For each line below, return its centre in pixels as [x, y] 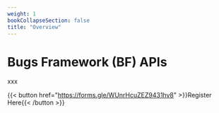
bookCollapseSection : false [49, 20]
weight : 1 [22, 14]
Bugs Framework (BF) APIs [87, 62]
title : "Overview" [34, 27]
